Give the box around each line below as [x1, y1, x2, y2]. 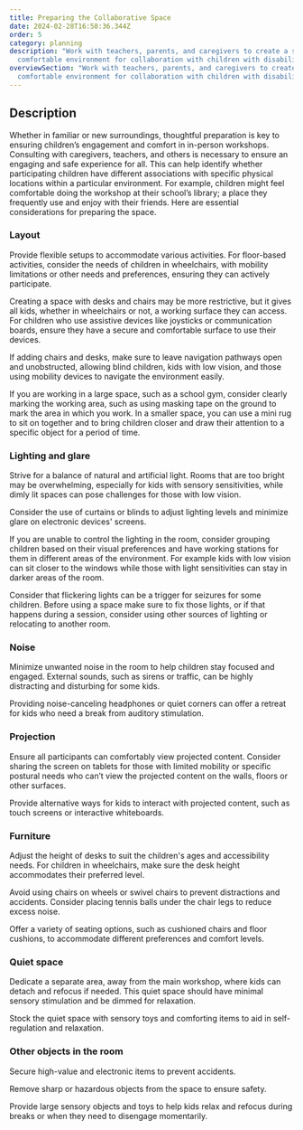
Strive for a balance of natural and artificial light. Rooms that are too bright [9, 470, 286, 481]
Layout [9, 229, 41, 241]
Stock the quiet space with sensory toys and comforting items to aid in [9, 1013, 272, 1024]
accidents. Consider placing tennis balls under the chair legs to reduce [9, 897, 272, 908]
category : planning [9, 38, 83, 48]
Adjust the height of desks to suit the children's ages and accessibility [9, 851, 270, 862]
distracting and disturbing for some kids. [9, 681, 161, 692]
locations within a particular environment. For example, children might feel [9, 177, 285, 188]
